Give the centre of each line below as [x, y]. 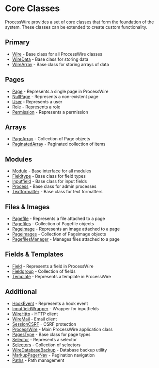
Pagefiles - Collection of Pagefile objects [53, 224]
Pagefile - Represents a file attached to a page [58, 218]
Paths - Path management [38, 360]
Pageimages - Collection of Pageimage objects [59, 234]
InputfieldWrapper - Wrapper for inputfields [56, 308]
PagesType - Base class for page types [51, 334]
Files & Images [27, 207]
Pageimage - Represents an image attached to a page [66, 229]
